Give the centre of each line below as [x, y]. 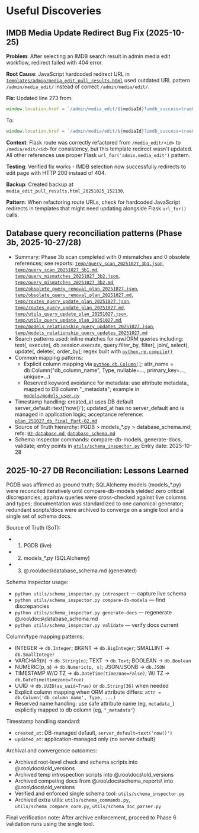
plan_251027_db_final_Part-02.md [56, 421]
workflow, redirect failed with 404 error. [55, 63]
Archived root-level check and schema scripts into [76, 762]
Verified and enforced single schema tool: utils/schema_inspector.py [99, 794]
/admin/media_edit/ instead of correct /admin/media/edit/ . [78, 86]
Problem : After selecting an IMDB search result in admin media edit [88, 56]
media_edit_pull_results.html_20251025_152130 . [65, 190]
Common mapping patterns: [49, 357]
